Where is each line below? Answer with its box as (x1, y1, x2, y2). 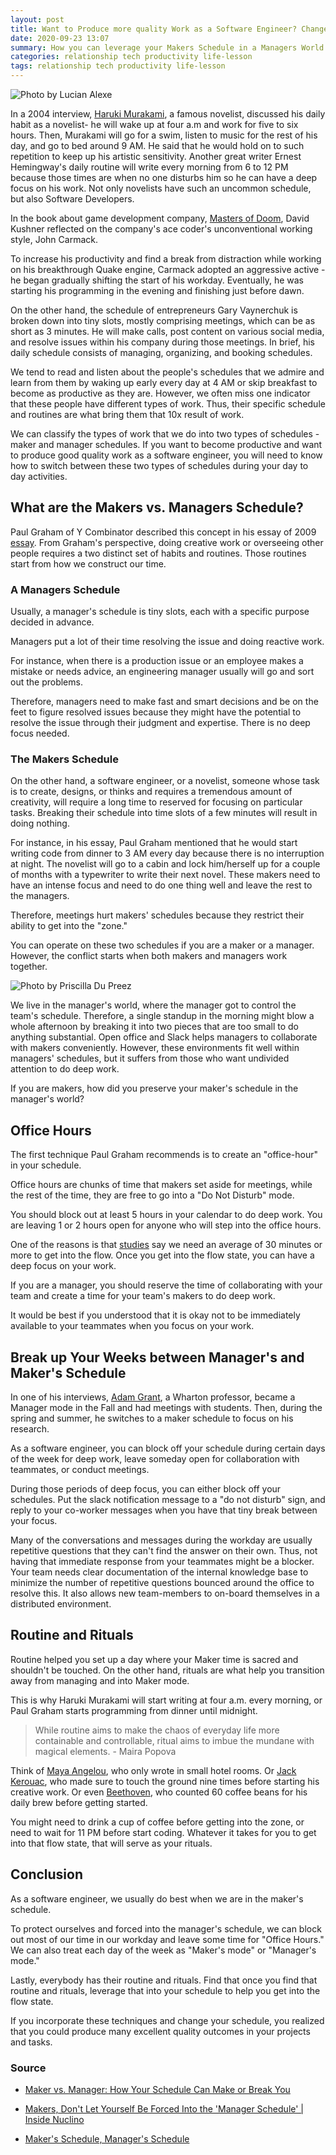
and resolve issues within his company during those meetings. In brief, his (10, 336, 315, 348)
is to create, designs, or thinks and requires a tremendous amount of (10, 786, 293, 798)
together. (10, 961, 48, 973)
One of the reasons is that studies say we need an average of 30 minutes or (10, 1239, 323, 1251)
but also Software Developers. (10, 193, 135, 205)
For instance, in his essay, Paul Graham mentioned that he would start (10, 837, 298, 849)
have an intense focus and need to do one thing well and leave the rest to (10, 879, 313, 891)
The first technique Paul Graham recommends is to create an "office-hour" (10, 1149, 319, 1161)
